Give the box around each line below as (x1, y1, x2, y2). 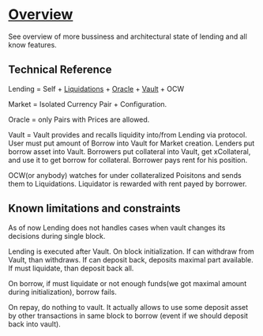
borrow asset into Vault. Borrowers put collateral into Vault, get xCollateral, (8, 146, 251, 156)
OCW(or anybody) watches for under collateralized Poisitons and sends (8, 170, 242, 179)
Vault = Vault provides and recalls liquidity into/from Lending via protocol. (8, 130, 247, 139)
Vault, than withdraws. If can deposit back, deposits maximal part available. (8, 255, 254, 264)
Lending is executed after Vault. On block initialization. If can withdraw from (8, 247, 254, 256)
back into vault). (8, 319, 61, 329)
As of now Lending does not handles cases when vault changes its (8, 223, 226, 232)
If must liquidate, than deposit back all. (8, 263, 134, 273)
